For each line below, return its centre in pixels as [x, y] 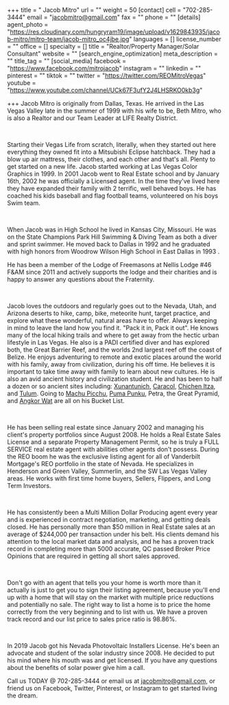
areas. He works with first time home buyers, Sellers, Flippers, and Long [109, 478]
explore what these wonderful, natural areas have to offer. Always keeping [112, 321]
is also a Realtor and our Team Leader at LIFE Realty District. [93, 118]
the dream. [23, 695]
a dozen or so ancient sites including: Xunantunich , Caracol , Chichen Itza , [111, 386]
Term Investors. [29, 486]
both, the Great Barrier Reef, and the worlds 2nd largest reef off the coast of [114, 350]
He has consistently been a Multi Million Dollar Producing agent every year [112, 512]
